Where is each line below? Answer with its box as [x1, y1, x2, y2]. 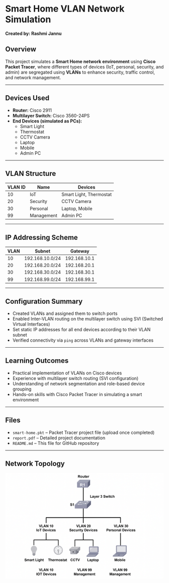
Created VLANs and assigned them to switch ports [12, 310, 118, 316]
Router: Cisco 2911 [12, 107, 52, 113]
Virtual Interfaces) [12, 321, 50, 327]
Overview [5, 45, 37, 53]
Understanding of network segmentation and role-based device [12, 380, 145, 386]
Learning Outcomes [5, 356, 69, 365]
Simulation [5, 14, 51, 25]
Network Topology [5, 460, 65, 468]
